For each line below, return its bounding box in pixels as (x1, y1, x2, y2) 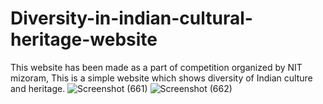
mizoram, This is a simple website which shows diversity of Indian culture (10, 72, 313, 84)
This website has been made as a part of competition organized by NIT (10, 61, 303, 73)
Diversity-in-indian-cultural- (10, 7, 253, 30)
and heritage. (10, 82, 66, 94)
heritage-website (10, 28, 158, 51)
